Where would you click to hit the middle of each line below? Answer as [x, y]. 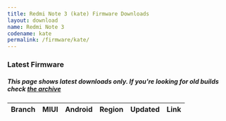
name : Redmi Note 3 [36, 27]
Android [79, 110]
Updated [145, 110]
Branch [23, 110]
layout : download [33, 20]
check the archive [34, 89]
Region [112, 110]
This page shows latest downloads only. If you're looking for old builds [113, 81]
